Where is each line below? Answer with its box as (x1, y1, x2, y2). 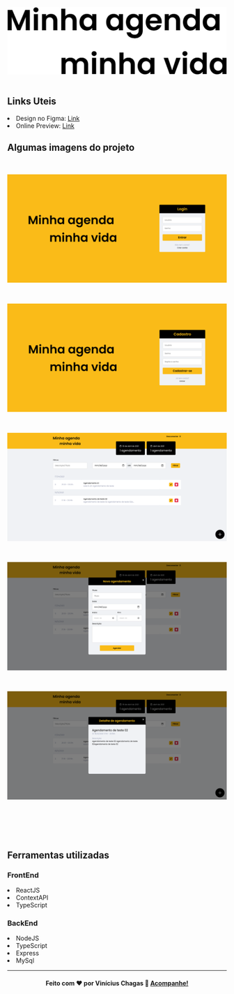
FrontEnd (7, 870, 40, 879)
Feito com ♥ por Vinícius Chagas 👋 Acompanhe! (45, 979, 189, 988)
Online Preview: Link (16, 122, 75, 130)
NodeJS (16, 934, 40, 942)
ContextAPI (16, 893, 49, 902)
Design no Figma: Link (16, 114, 80, 122)
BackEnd (7, 919, 38, 928)
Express (16, 949, 40, 958)
